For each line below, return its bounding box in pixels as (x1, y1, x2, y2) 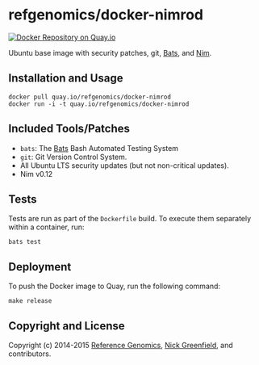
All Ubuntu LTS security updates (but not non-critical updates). (19, 160, 230, 170)
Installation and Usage (8, 71, 123, 86)
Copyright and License (8, 319, 125, 333)
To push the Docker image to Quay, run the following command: (8, 281, 220, 292)
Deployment (8, 260, 72, 274)
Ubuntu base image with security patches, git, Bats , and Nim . (8, 48, 212, 57)
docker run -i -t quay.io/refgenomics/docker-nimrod (8, 99, 190, 108)
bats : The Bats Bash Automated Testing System (19, 143, 179, 153)
